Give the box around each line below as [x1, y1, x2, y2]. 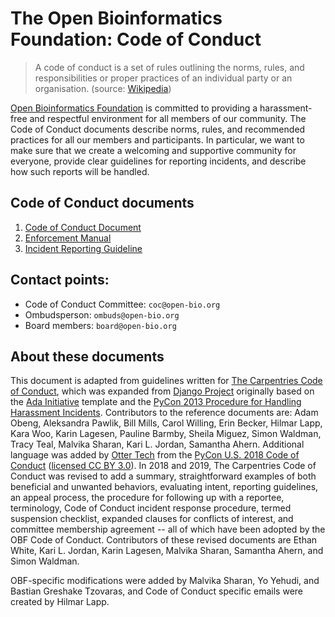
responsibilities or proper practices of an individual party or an [34, 72, 293, 84]
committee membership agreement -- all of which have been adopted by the [10, 523, 326, 536]
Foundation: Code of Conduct [10, 28, 262, 51]
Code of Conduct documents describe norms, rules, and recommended [10, 123, 306, 135]
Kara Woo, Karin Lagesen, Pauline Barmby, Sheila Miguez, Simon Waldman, [10, 428, 322, 440]
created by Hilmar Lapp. [10, 596, 110, 608]
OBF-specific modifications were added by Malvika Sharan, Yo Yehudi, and [10, 575, 320, 587]
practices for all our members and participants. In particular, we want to [10, 133, 305, 146]
